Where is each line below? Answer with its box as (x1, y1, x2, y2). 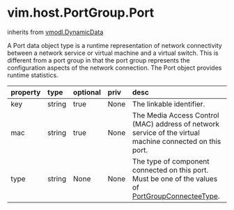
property (10, 87, 41, 97)
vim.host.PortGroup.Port (7, 5, 155, 21)
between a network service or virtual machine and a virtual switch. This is (7, 49, 219, 57)
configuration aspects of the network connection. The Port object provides (7, 63, 222, 72)
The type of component (132, 156, 210, 166)
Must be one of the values (132, 174, 218, 184)
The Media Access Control (132, 110, 219, 120)
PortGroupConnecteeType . (132, 191, 220, 201)
